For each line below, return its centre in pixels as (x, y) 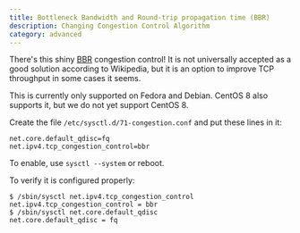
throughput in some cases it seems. (75, 79)
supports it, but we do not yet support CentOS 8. (99, 105)
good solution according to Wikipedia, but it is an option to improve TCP (142, 69)
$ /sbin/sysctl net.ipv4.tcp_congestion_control (102, 197)
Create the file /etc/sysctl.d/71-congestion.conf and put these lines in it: (146, 122)
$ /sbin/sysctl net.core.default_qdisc (84, 212)
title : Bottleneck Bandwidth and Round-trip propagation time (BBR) (140, 17)
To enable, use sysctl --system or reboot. (87, 163)
